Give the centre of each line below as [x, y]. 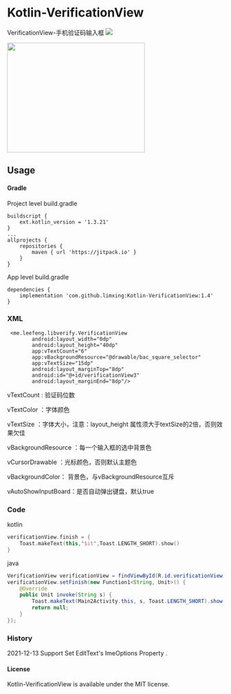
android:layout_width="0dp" [72, 339]
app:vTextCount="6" [60, 351]
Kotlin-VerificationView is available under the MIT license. [88, 684]
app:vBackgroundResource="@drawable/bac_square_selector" [117, 357]
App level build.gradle [38, 277]
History [20, 638]
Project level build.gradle [42, 203]
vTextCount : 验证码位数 [41, 395]
